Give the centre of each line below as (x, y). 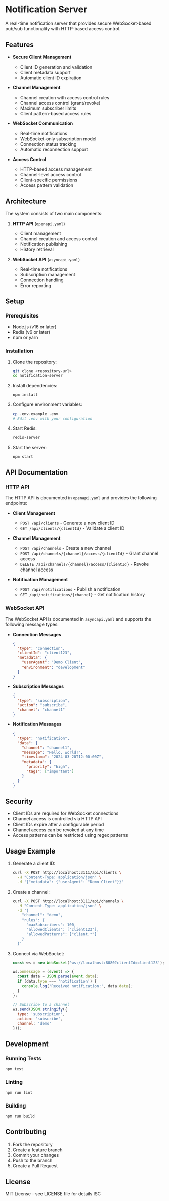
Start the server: (30, 447)
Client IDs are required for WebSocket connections (66, 813)
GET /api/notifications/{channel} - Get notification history (82, 595)
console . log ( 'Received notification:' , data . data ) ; (77, 986)
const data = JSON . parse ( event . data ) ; (58, 976)
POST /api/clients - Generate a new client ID (67, 523)
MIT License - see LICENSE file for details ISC (53, 1194)
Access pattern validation (47, 185)
